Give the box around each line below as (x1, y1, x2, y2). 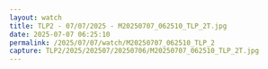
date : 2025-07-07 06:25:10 (9, 30, 111, 39)
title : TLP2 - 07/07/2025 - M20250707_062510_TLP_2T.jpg (9, 22, 228, 30)
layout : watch (9, 13, 63, 22)
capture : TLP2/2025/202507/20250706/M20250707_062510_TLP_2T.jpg (9, 47, 259, 56)
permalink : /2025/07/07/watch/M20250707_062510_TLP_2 (9, 38, 216, 47)
